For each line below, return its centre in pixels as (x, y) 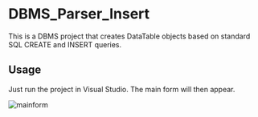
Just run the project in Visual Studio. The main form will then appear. (122, 89)
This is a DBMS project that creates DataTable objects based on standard (129, 36)
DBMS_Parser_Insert (79, 14)
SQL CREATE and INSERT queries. (65, 44)
